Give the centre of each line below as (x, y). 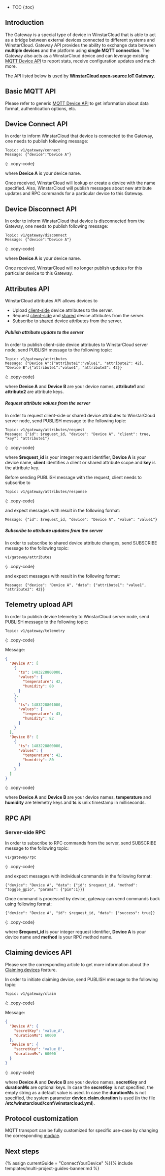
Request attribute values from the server (48, 403)
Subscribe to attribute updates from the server (54, 530)
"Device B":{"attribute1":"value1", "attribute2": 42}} (64, 368)
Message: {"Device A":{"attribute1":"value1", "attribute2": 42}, (75, 363)
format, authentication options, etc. (41, 108)
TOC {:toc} (23, 7)
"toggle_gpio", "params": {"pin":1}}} (45, 890)
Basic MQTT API (31, 91)
